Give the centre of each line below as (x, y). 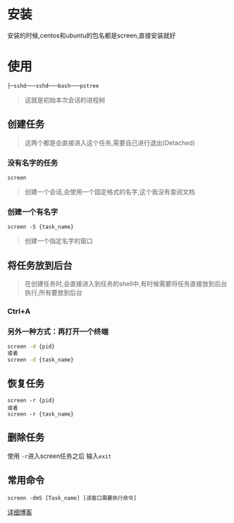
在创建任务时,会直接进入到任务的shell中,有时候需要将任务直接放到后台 (126, 284)
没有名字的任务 (33, 163)
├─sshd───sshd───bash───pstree (53, 86)
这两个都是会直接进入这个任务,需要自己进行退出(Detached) (110, 143)
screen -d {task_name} (41, 360)
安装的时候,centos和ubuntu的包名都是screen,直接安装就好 (92, 35)
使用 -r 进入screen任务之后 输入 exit (59, 456)
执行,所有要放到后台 (53, 293)
